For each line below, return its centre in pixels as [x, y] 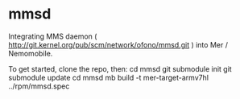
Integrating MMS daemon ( [53, 36]
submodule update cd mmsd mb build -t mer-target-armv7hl [109, 77]
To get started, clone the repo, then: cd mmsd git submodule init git [120, 68]
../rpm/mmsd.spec [39, 86]
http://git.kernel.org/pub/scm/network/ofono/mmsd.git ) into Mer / [118, 44]
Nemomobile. [31, 53]
